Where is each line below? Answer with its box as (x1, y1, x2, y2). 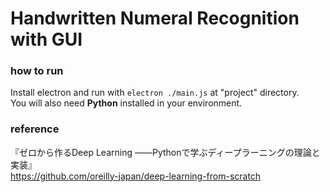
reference (10, 122, 60, 136)
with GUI (10, 28, 83, 51)
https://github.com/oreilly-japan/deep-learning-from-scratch (10, 170, 262, 182)
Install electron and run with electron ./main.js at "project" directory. (10, 87, 300, 99)
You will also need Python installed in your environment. (10, 97, 243, 109)
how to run (10, 64, 64, 78)
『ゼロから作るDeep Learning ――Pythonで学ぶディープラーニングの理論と (10, 146, 321, 158)
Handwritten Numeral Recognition (10, 7, 300, 30)
